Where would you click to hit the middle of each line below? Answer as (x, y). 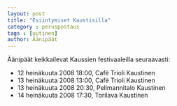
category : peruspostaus (43, 26)
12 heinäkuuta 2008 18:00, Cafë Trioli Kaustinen (86, 73)
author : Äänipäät (33, 40)
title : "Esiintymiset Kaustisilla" (59, 20)
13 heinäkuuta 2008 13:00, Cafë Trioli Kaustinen (86, 80)
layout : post (26, 14)
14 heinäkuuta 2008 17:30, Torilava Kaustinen (83, 96)
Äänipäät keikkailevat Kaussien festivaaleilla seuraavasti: (89, 59)
